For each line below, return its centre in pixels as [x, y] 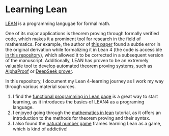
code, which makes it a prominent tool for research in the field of [73, 39]
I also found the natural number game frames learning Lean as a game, [87, 123]
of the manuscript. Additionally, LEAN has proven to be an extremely [77, 60]
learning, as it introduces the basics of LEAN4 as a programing [78, 102]
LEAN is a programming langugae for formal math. [58, 23]
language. [23, 107]
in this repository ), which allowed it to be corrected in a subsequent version [84, 55]
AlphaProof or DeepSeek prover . [39, 71]
